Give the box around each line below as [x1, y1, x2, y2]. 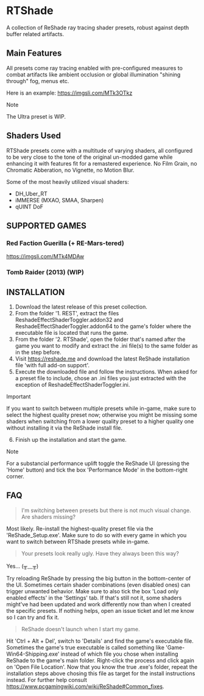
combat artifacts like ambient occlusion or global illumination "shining [6, 71, 181, 78]
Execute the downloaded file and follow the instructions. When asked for [15, 368, 198, 375]
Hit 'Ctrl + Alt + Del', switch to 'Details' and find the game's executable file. [6, 637, 194, 645]
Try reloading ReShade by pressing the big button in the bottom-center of [6, 574, 191, 582]
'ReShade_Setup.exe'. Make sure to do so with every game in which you [6, 531, 187, 538]
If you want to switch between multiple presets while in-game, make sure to [6, 405, 197, 412]
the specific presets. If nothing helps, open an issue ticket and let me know [6, 607, 195, 614]
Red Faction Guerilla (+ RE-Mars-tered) [6, 239, 125, 247]
